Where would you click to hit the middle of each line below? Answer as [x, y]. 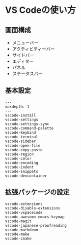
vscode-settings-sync [27, 124]
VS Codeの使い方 [40, 10]
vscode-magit [18, 221]
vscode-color [18, 159]
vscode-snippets [22, 171]
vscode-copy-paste [24, 150]
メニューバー [25, 43]
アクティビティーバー [33, 49]
